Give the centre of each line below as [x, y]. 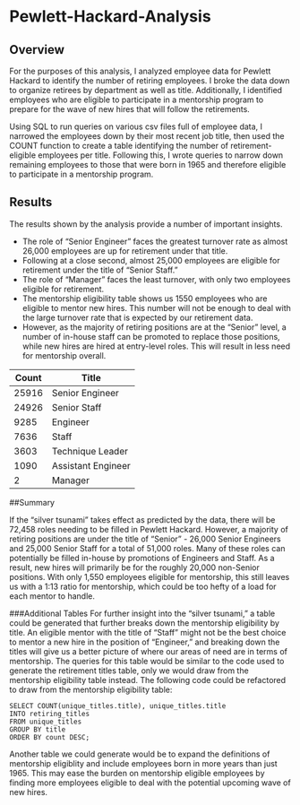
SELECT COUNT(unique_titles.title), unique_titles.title [118, 705]
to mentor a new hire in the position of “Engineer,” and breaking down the [145, 642]
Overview [37, 50]
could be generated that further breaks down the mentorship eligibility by [145, 623]
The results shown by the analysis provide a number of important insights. [146, 224]
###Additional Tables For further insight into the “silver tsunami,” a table [142, 613]
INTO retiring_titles [50, 714]
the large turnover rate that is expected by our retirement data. [137, 317]
